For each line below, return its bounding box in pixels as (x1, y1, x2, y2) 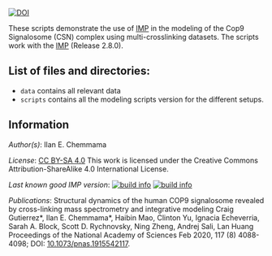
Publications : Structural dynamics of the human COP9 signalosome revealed (8, 195, 265, 205)
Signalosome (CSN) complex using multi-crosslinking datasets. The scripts (8, 33, 259, 41)
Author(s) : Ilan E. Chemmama (8, 139, 107, 150)
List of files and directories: (8, 64, 150, 78)
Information (8, 118, 70, 132)
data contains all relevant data (19, 85, 121, 95)
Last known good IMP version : (8, 180, 110, 189)
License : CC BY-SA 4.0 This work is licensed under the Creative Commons (8, 155, 258, 165)
